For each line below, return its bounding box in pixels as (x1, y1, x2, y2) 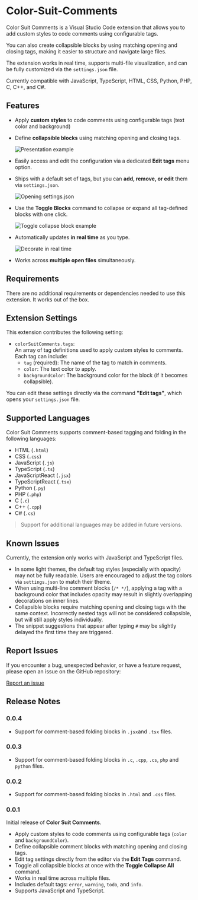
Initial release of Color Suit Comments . (6, 819, 102, 826)
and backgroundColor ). (14, 837, 69, 844)
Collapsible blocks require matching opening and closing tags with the (14, 603, 186, 610)
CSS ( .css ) (14, 453, 41, 460)
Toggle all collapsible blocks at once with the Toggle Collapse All (14, 862, 174, 869)
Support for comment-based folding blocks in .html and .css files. (14, 791, 177, 798)
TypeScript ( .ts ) (14, 466, 55, 473)
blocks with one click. (14, 211, 68, 218)
